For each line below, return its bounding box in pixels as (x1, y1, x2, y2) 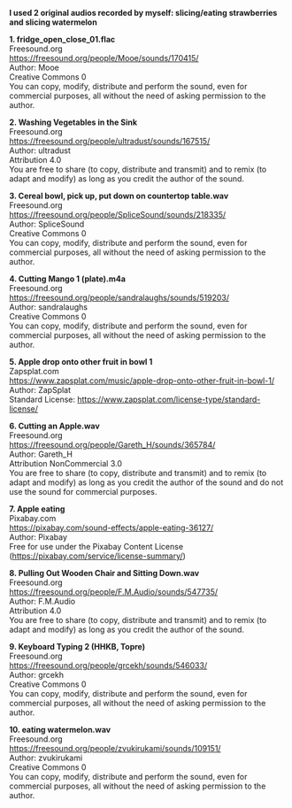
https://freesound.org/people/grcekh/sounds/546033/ (9, 660, 208, 671)
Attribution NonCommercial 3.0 (9, 458, 122, 468)
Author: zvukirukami (9, 752, 83, 763)
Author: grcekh (9, 670, 65, 680)
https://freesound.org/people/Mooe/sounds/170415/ (9, 53, 199, 63)
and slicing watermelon (9, 17, 97, 27)
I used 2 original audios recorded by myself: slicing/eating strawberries (9, 8, 278, 18)
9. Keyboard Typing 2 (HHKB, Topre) (9, 642, 146, 651)
